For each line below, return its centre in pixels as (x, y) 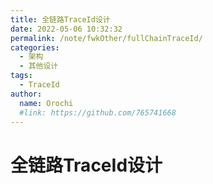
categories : (35, 47)
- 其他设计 (39, 66)
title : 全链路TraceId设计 (60, 19)
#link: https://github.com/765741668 (98, 112)
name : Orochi (46, 103)
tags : (21, 76)
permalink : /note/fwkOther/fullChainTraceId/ (106, 38)
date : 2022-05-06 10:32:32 (66, 29)
